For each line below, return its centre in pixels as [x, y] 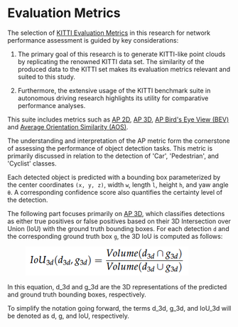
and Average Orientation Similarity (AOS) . [68, 127]
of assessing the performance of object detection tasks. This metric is [110, 148]
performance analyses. [52, 105]
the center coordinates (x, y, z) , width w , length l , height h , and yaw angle [118, 184]
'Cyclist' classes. [32, 163]
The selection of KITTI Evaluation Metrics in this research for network [109, 33]
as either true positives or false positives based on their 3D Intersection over [119, 221]
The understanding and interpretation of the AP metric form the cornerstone [119, 141]
